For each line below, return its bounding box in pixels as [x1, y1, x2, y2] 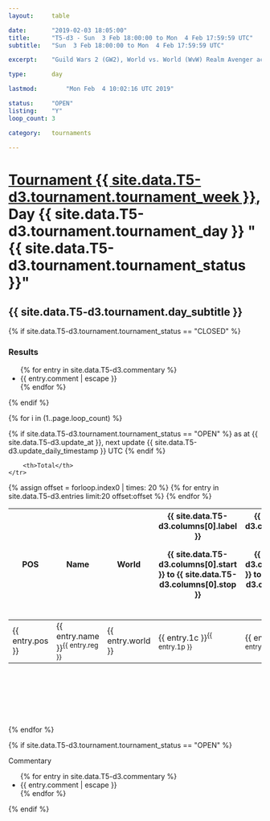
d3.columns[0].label [157, 520, 238, 531]
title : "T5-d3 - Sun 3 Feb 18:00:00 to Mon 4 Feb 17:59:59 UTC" [8, 34, 253, 42]
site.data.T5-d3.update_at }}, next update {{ [8, 437, 153, 447]
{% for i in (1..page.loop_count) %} [8, 413, 123, 423]
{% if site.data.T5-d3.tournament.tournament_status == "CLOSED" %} [8, 327, 241, 336]
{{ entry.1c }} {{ [157, 630, 213, 643]
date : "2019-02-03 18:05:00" [8, 26, 128, 35]
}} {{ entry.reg [55, 641, 99, 653]
